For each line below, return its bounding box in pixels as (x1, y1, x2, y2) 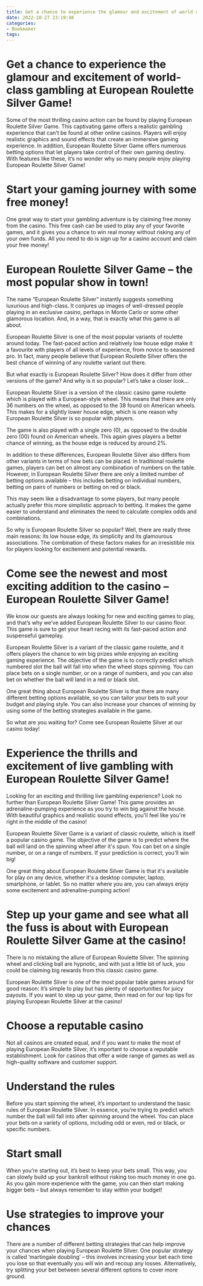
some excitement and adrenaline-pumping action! (6, 886, 130, 894)
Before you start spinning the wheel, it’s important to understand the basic (6, 1099, 191, 1107)
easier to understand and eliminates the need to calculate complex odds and (6, 508, 197, 515)
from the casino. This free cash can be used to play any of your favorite (6, 222, 185, 229)
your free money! (6, 241, 50, 249)
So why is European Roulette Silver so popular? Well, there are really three (6, 526, 191, 533)
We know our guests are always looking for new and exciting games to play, (6, 612, 195, 619)
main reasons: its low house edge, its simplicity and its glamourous (6, 532, 173, 540)
